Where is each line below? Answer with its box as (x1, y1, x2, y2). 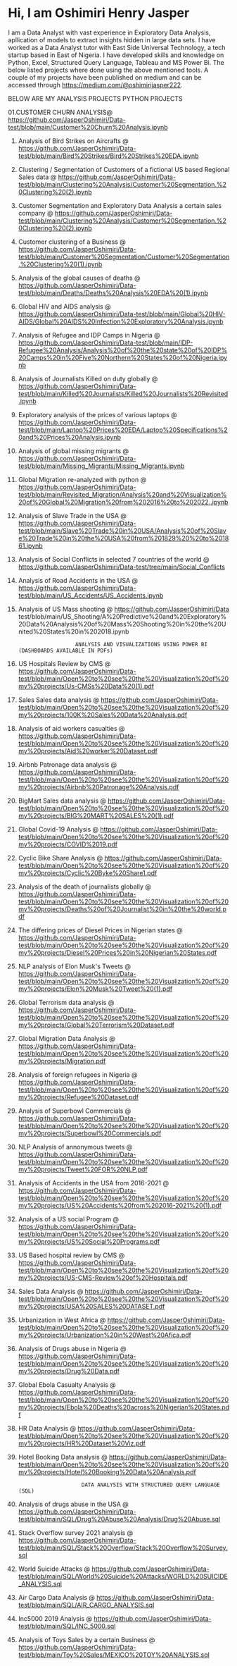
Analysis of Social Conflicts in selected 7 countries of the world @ (18, 555, 210, 563)
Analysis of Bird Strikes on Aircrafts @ (18, 136, 129, 145)
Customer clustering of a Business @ (18, 237, 126, 246)
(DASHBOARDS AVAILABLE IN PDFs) (18, 647, 113, 654)
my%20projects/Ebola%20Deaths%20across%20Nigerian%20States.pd (18, 1402, 230, 1411)
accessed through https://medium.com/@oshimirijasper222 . (8, 80, 183, 89)
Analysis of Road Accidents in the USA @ (18, 576, 139, 584)
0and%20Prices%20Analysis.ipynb (18, 433, 122, 441)
